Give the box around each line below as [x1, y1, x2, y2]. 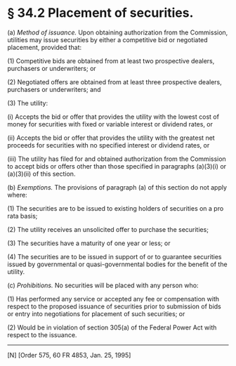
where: [7, 190, 28, 199]
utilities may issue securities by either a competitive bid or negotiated [7, 35, 209, 44]
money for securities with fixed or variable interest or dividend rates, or [7, 119, 213, 128]
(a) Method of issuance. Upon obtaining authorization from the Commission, [7, 28, 228, 37]
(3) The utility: [7, 98, 48, 107]
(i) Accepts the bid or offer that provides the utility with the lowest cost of [7, 112, 220, 121]
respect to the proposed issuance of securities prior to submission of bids [7, 302, 221, 311]
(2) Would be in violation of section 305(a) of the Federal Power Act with [7, 323, 217, 332]
